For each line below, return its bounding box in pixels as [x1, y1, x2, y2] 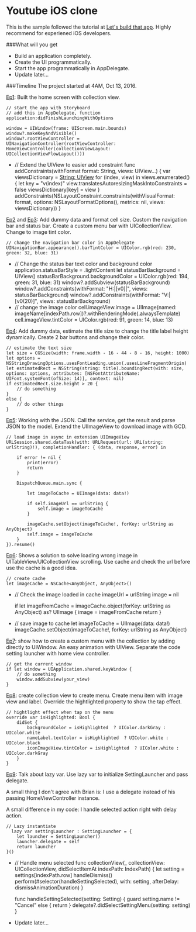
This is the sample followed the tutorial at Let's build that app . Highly [6, 23, 171, 30]
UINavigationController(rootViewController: [6, 140, 116, 147]
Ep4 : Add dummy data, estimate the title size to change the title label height [6, 327, 188, 334]
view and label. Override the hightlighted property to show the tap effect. [6, 698, 182, 705]
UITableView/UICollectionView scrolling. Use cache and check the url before [6, 558, 190, 565]
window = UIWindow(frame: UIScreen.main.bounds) [6, 125, 127, 131]
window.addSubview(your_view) [16, 676, 91, 682]
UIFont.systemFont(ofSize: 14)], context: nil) [6, 375, 125, 381]
